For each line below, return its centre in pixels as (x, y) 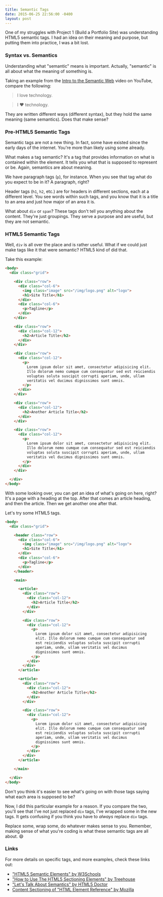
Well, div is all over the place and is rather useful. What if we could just (76, 245)
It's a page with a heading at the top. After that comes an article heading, (78, 498)
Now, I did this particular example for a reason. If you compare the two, (76, 806)
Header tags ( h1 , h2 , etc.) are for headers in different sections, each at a (77, 191)
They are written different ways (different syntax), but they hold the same (78, 114)
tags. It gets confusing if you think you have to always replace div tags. (77, 816)
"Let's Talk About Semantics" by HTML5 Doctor (60, 884)
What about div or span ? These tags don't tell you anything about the (74, 211)
